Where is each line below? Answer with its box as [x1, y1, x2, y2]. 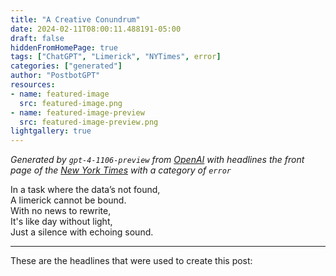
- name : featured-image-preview [10, 107, 145, 118]
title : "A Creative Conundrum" [10, 14, 141, 25]
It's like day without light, [10, 216, 113, 228]
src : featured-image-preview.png [19, 117, 159, 127]
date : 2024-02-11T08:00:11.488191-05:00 [10, 24, 182, 34]
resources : [10, 80, 56, 90]
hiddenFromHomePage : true [10, 42, 118, 53]
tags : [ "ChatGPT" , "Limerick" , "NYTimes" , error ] [10, 52, 222, 62]
